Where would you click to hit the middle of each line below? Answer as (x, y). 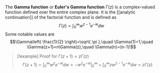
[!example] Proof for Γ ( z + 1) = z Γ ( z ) (53, 56)
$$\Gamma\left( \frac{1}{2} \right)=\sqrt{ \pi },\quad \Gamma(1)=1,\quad (81, 42)
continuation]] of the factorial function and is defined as (61, 17)
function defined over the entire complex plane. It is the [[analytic (70, 12)
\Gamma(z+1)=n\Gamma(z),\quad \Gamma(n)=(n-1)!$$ (81, 47)
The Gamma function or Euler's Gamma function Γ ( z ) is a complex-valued (80, 7)
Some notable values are (30, 34)
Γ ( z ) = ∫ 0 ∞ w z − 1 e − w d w (81, 26)
